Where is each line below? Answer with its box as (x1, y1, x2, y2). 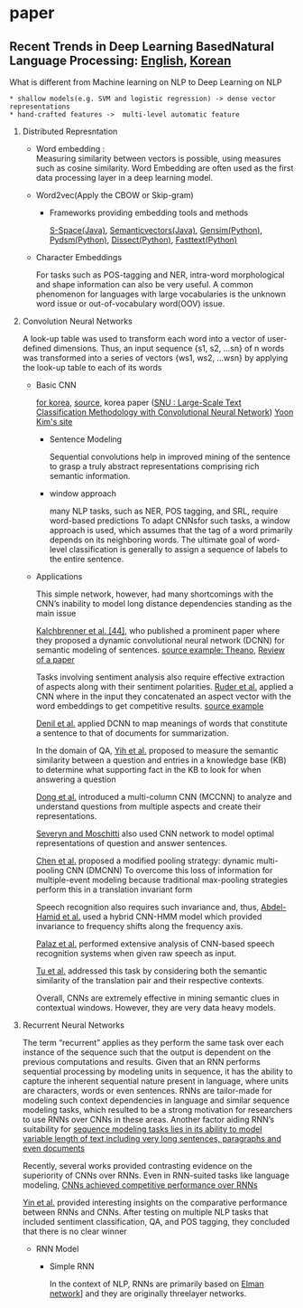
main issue (35, 608, 77, 618)
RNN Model (35, 1244, 79, 1254)
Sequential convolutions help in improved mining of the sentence (49, 451, 291, 462)
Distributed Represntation (22, 126, 118, 136)
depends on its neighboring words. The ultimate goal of (49, 534, 256, 545)
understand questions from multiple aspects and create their (35, 801, 262, 812)
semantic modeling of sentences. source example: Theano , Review (35, 645, 286, 655)
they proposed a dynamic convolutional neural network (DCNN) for (35, 635, 286, 645)
